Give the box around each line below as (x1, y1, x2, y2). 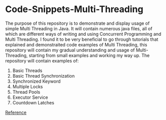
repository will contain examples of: (5, 57, 79, 64)
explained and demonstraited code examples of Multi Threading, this (5, 41, 147, 47)
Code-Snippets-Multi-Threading (5, 4, 144, 15)
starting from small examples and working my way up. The (29, 52, 150, 58)
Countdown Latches (12, 99, 54, 105)
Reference (5, 109, 27, 115)
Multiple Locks (12, 83, 43, 89)
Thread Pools (12, 89, 41, 95)
